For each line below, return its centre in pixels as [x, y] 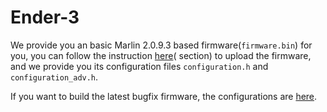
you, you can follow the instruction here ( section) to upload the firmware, [161, 55]
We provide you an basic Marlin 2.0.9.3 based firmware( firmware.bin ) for [161, 45]
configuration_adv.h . [54, 77]
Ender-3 [45, 17]
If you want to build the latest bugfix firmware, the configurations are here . [164, 96]
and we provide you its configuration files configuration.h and [139, 66]
